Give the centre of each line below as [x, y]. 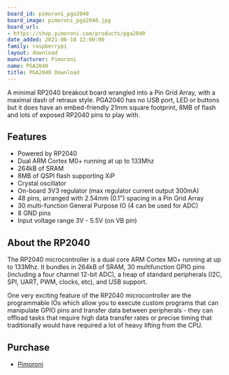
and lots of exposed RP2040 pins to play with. [74, 115]
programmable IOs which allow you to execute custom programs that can [113, 303]
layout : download [33, 53]
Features [27, 136]
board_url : [23, 27]
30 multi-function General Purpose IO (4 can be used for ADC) [107, 206]
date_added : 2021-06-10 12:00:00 [56, 40]
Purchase [29, 347]
